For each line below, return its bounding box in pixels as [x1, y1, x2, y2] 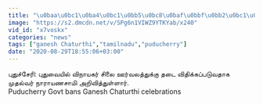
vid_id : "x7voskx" [8, 26, 68, 34]
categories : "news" [8, 33, 72, 41]
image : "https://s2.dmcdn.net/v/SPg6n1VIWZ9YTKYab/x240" [8, 19, 198, 27]
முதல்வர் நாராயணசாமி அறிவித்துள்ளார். [8, 78, 129, 87]
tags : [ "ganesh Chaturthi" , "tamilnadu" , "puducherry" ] [8, 41, 188, 48]
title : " [8, 11, 37, 20]
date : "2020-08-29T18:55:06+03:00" [8, 48, 124, 56]
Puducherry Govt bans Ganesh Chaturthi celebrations [8, 87, 182, 96]
